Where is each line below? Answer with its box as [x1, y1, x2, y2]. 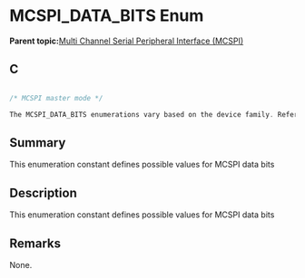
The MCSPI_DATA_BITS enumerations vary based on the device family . [9, 110, 274, 119]
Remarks [9, 235, 62, 251]
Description [9, 185, 77, 200]
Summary [9, 135, 66, 150]
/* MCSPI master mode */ [9, 93, 103, 102]
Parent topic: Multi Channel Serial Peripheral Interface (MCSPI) [9, 35, 244, 46]
